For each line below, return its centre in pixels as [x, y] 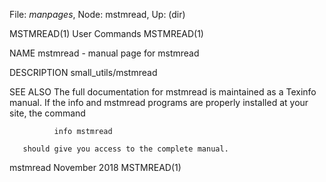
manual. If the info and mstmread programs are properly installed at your [159, 102]
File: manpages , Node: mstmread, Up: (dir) [97, 14]
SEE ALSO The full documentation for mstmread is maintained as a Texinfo [163, 92]
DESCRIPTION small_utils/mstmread [83, 72]
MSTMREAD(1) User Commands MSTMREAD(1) [106, 33]
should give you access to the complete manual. [125, 149]
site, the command [47, 113]
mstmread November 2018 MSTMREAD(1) [95, 167]
